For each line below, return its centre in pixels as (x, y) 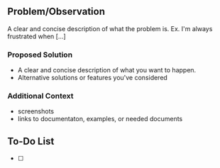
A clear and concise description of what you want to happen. (107, 70)
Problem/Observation (56, 12)
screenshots (36, 111)
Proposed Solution (40, 55)
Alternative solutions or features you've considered (93, 78)
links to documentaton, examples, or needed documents (100, 119)
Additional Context (40, 96)
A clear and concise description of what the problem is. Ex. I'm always (110, 28)
